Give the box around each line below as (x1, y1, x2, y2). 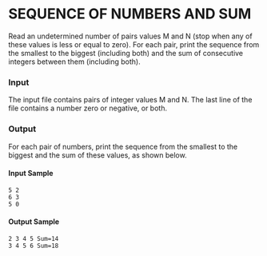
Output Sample (8, 217, 60, 226)
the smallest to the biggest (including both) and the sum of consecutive (8, 48, 244, 58)
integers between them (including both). (8, 57, 141, 66)
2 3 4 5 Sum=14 (8, 234, 59, 242)
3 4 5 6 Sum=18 (8, 242, 59, 250)
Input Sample (8, 169, 54, 178)
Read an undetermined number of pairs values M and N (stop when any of (8, 31, 253, 41)
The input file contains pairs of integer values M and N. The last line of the (8, 95, 253, 105)
